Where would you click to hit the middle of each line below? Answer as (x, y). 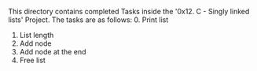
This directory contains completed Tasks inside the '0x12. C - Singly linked (129, 11)
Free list (32, 60)
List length (37, 35)
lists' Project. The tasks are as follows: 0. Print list (88, 20)
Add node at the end (53, 52)
